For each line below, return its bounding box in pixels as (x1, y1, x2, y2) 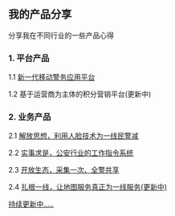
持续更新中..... (8, 199, 55, 209)
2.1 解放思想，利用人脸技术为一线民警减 (8, 131, 139, 141)
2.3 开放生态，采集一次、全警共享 (8, 165, 120, 175)
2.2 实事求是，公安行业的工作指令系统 (8, 148, 134, 158)
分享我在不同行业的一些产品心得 (8, 31, 114, 40)
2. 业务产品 (8, 112, 51, 123)
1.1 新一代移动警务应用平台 (8, 72, 96, 82)
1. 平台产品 (8, 52, 50, 63)
